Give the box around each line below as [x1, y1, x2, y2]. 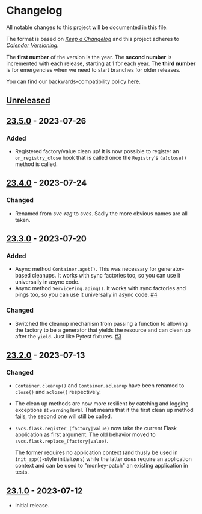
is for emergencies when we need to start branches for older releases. [6, 66, 181, 73]
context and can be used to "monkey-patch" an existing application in [14, 462, 188, 469]
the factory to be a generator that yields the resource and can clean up [14, 326, 191, 334]
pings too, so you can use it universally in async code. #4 [14, 291, 158, 299]
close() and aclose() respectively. [14, 389, 101, 396]
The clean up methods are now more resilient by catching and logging [14, 400, 189, 407]
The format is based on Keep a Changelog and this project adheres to [6, 35, 179, 42]
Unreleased [6, 95, 51, 106]
